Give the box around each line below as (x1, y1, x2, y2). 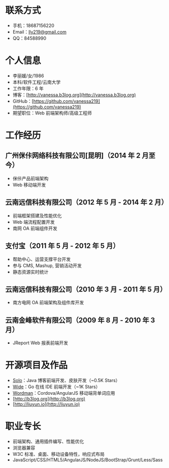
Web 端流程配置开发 (12, 219, 55, 225)
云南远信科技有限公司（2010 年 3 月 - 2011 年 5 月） (5, 285, 167, 294)
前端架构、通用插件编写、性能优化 (12, 438, 84, 444)
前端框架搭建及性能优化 (12, 212, 62, 219)
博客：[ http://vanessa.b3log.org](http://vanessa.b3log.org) (12, 92, 136, 98)
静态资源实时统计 (12, 269, 49, 275)
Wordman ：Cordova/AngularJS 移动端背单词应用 (12, 390, 115, 396)
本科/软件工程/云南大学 (12, 79, 61, 85)
